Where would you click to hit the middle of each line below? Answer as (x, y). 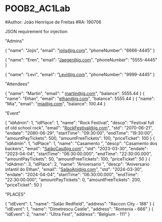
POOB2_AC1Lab (38, 9)
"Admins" (15, 41)
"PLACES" (15, 194)
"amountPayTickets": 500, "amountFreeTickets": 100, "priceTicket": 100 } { (80, 138)
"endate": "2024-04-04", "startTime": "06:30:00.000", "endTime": (72, 174)
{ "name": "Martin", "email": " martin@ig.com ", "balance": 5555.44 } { (75, 93)
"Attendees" (17, 84)
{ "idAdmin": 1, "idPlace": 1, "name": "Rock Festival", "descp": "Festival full (80, 122)
